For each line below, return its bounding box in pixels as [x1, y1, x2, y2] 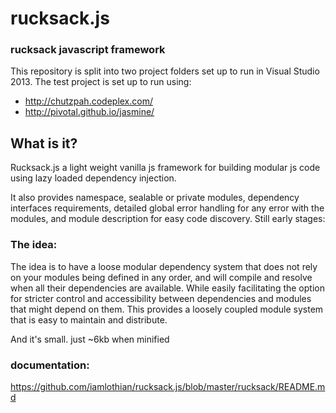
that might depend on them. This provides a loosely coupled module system [10, 303, 324, 315]
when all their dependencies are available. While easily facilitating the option [10, 282, 325, 294]
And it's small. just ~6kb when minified [10, 333, 170, 345]
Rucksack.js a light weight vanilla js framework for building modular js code [10, 162, 321, 174]
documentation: [10, 358, 90, 372]
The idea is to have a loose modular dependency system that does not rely [10, 260, 318, 272]
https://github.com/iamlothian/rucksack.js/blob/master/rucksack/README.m [10, 380, 326, 392]
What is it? [10, 135, 78, 152]
